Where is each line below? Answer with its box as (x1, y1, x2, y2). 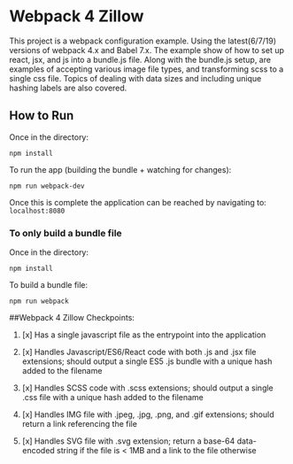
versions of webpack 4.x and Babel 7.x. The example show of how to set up (9, 44, 285, 55)
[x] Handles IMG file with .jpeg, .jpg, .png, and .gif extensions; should (21, 409, 274, 420)
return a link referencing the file (21, 419, 137, 429)
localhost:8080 (9, 206, 66, 215)
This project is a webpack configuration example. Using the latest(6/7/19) (9, 35, 277, 46)
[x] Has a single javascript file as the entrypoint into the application (21, 329, 266, 340)
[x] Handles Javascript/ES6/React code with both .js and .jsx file (21, 347, 257, 358)
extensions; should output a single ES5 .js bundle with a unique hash (21, 356, 273, 367)
